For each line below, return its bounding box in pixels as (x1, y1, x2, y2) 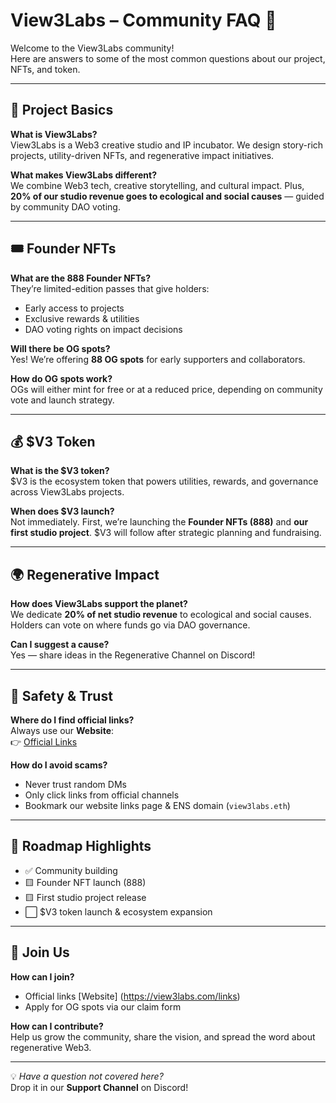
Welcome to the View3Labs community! (10, 42, 175, 54)
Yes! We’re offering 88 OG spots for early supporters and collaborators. (10, 353, 306, 365)
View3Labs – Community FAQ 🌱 (10, 9, 277, 32)
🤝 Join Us (10, 944, 70, 961)
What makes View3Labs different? (10, 169, 157, 181)
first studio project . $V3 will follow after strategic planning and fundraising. (10, 527, 322, 539)
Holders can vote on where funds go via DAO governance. (10, 619, 251, 631)
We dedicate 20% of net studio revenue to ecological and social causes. (10, 609, 312, 621)
